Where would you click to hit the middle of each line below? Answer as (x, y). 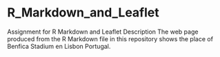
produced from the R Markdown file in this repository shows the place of (110, 38)
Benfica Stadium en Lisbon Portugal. (59, 46)
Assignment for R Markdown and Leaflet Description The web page (103, 32)
